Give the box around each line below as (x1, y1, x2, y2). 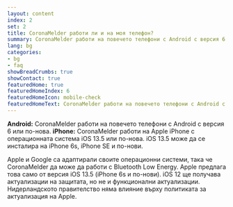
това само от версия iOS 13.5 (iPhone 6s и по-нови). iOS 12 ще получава (7, 169, 221, 178)
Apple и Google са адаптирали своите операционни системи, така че (7, 155, 213, 163)
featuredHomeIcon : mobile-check (7, 94, 101, 101)
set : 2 (7, 23, 26, 30)
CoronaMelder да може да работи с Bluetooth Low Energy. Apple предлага (7, 163, 227, 171)
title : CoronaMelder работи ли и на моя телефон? (7, 29, 154, 37)
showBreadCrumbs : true (7, 68, 73, 75)
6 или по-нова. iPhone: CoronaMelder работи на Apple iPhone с (7, 126, 195, 135)
